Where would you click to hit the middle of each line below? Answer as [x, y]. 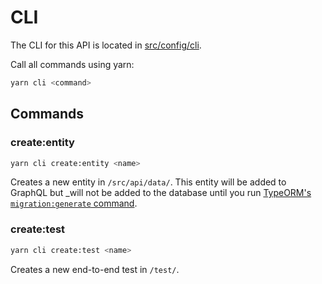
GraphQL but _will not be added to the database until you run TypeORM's [161, 193]
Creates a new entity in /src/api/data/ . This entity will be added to [148, 182]
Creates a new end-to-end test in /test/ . [95, 269]
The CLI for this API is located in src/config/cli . [106, 45]
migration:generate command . [74, 203]
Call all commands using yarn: [72, 64]
